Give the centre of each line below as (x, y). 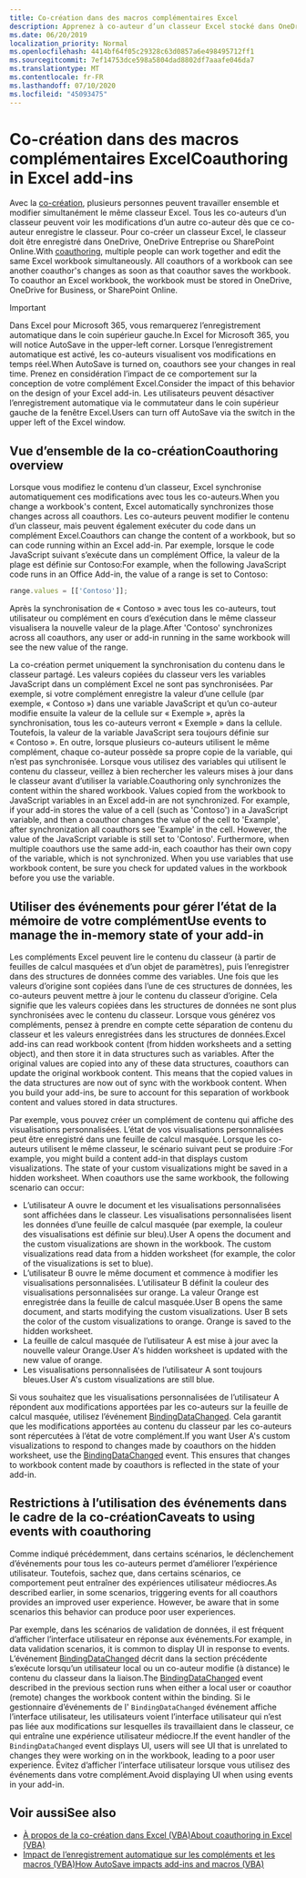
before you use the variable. (62, 878)
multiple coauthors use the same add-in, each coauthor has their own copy (151, 849)
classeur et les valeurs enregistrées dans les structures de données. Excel (148, 1034)
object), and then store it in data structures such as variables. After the (142, 1053)
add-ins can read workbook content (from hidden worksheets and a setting (151, 1043)
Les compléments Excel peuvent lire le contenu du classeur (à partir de (143, 957)
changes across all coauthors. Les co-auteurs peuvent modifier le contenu (149, 517)
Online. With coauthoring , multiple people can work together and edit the (145, 251)
